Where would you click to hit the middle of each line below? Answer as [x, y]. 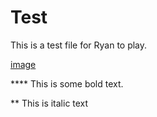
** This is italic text [49, 103]
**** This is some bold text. [67, 83]
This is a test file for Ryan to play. [79, 45]
